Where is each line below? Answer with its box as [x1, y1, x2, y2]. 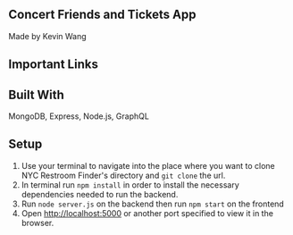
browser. [21, 217, 54, 228]
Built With [8, 87, 64, 102]
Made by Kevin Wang [8, 30, 87, 41]
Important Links [8, 57, 99, 72]
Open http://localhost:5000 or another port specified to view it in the [21, 207, 274, 218]
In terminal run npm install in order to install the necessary [21, 179, 240, 190]
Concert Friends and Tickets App [8, 7, 197, 22]
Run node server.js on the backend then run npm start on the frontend [21, 198, 285, 209]
